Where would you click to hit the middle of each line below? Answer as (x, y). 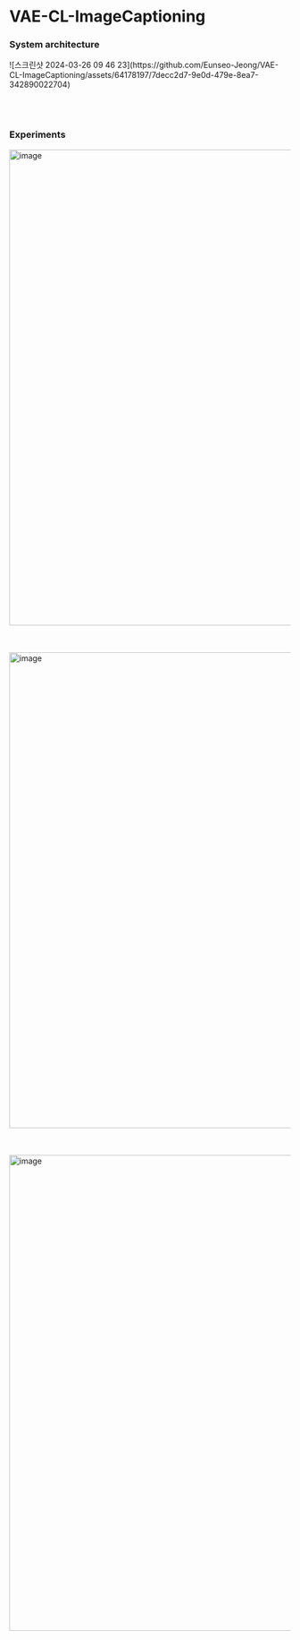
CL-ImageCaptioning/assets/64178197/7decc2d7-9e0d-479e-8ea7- (134, 75)
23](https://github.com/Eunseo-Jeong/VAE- (198, 65)
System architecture (54, 45)
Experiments (37, 134)
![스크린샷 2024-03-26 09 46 (62, 65)
